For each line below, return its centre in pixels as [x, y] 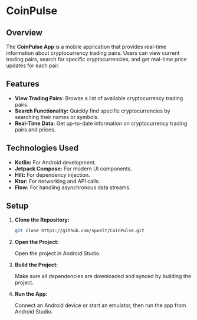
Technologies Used [42, 148]
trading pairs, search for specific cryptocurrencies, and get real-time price [96, 59]
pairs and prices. [35, 129]
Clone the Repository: [42, 220]
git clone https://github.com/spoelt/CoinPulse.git [79, 231]
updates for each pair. [33, 65]
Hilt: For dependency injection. [52, 174]
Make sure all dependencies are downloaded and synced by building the [103, 276]
